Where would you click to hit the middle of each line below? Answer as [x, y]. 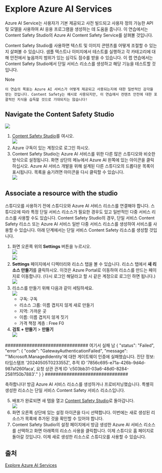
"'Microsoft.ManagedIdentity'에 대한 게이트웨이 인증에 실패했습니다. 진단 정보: [80, 356]
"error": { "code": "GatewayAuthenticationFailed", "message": [66, 351]
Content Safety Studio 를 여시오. [43, 136]
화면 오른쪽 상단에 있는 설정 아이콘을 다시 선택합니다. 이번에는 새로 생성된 [81, 412]
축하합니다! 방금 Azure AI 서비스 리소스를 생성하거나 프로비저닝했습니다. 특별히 [79, 384]
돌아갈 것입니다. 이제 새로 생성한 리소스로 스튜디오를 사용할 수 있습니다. [79, 437]
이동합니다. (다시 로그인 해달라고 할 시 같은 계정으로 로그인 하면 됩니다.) [88, 276]
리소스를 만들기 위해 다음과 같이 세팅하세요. [53, 288]
